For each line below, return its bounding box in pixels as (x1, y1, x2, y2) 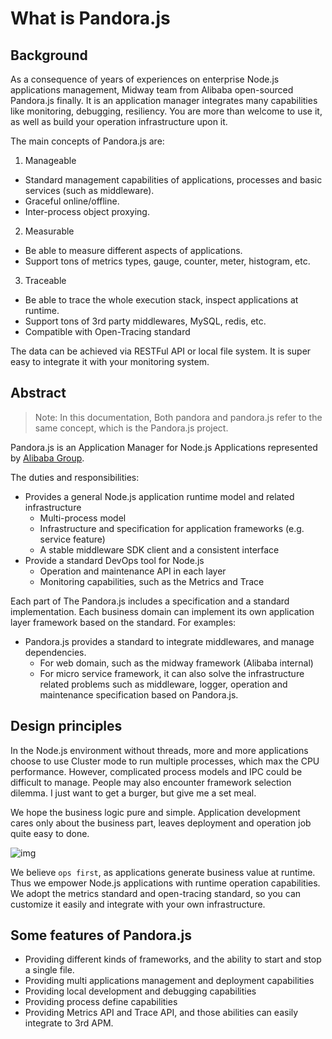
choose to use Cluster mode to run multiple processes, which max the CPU (10, 755, 320, 767)
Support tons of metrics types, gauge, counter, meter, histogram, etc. (24, 255, 311, 267)
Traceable (24, 275, 67, 286)
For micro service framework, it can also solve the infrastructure (39, 667, 305, 679)
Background (10, 47, 88, 64)
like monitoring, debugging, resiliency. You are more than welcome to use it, (10, 105, 323, 117)
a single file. (24, 964, 75, 976)
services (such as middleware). (24, 185, 155, 196)
